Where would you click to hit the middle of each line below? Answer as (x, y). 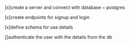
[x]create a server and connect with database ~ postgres (65, 7)
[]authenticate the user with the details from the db (59, 37)
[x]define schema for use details (39, 27)
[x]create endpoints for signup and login (47, 17)
